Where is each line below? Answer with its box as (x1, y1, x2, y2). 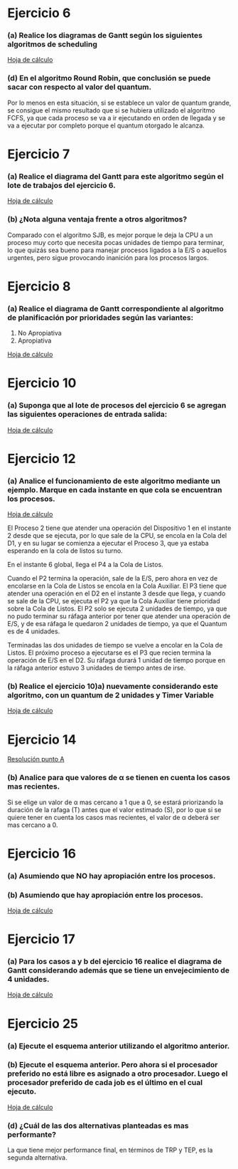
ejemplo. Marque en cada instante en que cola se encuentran (7, 484, 222, 494)
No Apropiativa (17, 329, 62, 338)
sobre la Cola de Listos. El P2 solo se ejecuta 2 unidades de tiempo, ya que (7, 604, 227, 613)
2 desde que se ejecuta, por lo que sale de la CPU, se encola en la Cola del (7, 531, 227, 540)
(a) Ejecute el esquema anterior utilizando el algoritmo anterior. (7, 1041, 230, 1051)
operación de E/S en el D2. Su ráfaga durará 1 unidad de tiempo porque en (7, 656, 226, 665)
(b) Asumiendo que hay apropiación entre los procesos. (7, 890, 204, 900)
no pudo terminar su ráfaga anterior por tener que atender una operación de (7, 612, 231, 620)
